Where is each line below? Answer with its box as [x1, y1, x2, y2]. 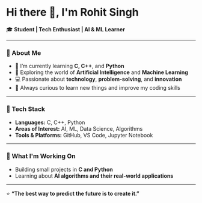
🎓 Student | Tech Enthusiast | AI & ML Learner [6, 25, 125, 33]
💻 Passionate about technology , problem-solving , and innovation [14, 75, 182, 83]
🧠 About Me [6, 48, 41, 57]
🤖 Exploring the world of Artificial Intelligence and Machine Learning [14, 69, 188, 76]
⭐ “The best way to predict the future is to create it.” [6, 190, 139, 197]
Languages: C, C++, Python [14, 119, 85, 126]
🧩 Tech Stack [6, 105, 46, 113]
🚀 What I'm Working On [6, 152, 76, 160]
